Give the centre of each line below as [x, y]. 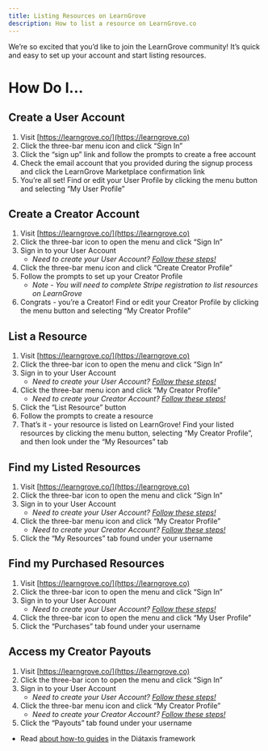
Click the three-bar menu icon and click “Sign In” [101, 146]
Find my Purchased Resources [86, 564]
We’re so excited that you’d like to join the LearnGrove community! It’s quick [134, 46]
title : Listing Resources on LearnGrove [77, 16]
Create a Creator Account [74, 214]
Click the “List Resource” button [73, 407]
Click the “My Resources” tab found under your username [116, 538]
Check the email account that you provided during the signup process [136, 163]
